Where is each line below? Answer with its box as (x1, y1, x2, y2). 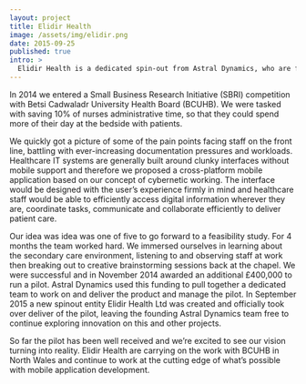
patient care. (9, 213, 57, 224)
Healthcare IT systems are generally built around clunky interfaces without (9, 155, 290, 166)
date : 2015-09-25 (9, 38, 76, 48)
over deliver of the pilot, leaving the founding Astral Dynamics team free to (9, 308, 290, 318)
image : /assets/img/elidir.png (9, 30, 128, 39)
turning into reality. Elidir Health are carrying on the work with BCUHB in (9, 345, 280, 356)
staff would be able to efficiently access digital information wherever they (9, 193, 285, 205)
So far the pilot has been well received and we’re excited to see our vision (9, 335, 287, 346)
